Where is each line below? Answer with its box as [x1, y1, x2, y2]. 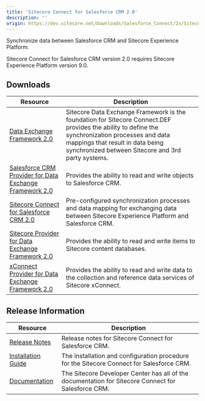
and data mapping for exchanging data [66, 204, 177, 212]
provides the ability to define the [66, 123, 159, 132]
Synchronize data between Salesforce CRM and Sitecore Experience [6, 37, 179, 45]
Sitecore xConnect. [66, 281, 121, 290]
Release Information [6, 306, 85, 316]
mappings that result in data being [66, 139, 164, 147]
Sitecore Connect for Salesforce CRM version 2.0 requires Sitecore [6, 56, 175, 63]
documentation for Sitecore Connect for [61, 377, 176, 385]
